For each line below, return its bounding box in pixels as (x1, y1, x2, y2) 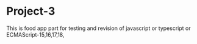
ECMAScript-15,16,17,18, (6, 31, 65, 38)
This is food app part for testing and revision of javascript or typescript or (6, 24, 191, 32)
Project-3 (6, 4, 56, 18)
